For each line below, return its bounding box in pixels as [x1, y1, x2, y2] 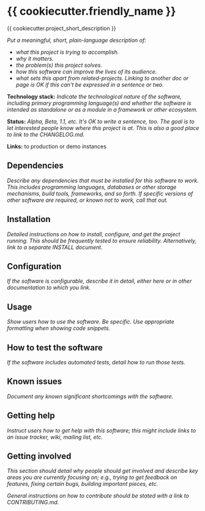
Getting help [7, 410, 55, 421]
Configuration [7, 261, 62, 271]
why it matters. [15, 55, 54, 62]
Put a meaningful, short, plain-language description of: [7, 36, 146, 44]
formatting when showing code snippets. [7, 325, 111, 332]
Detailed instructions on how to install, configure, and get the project [7, 230, 181, 237]
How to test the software [7, 342, 103, 353]
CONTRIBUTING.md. [7, 499, 59, 506]
